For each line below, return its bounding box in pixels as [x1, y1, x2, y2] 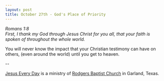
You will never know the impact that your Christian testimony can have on [5, 46, 156, 52]
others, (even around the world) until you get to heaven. [5, 51, 120, 57]
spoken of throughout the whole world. [5, 36, 85, 42]
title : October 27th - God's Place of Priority [5, 12, 106, 17]
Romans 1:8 [5, 25, 29, 31]
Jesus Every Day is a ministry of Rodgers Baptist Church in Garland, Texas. [5, 70, 160, 76]
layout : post [5, 7, 32, 12]
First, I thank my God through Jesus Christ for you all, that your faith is [5, 31, 151, 37]
